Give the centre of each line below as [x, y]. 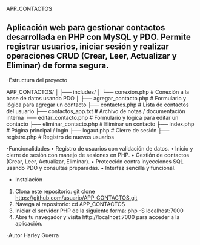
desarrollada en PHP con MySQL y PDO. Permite [98, 37]
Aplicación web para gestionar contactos [86, 28]
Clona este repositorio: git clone [55, 191]
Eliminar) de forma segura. [58, 66]
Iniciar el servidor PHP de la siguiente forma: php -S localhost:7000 [99, 211]
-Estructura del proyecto [37, 80]
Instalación [29, 179]
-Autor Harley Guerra [33, 235]
